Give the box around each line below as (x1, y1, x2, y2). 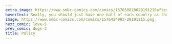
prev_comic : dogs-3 (5, 26, 47, 31)
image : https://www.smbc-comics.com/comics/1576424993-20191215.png (5, 17, 155, 22)
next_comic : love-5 (5, 21, 47, 27)
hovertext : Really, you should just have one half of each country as (5, 12, 159, 17)
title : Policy (5, 31, 36, 36)
